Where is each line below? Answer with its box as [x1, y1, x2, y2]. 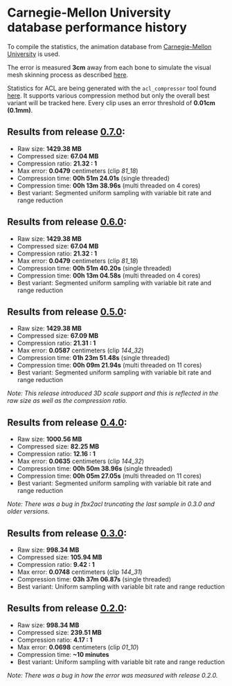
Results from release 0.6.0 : [7, 216, 127, 228]
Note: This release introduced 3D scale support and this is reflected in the [7, 389, 219, 397]
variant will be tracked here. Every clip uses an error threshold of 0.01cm [7, 98, 216, 107]
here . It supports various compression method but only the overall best [7, 91, 210, 100]
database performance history [7, 19, 187, 35]
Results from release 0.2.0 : [7, 602, 127, 614]
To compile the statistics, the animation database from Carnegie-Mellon [7, 42, 212, 51]
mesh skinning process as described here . [7, 71, 129, 79]
